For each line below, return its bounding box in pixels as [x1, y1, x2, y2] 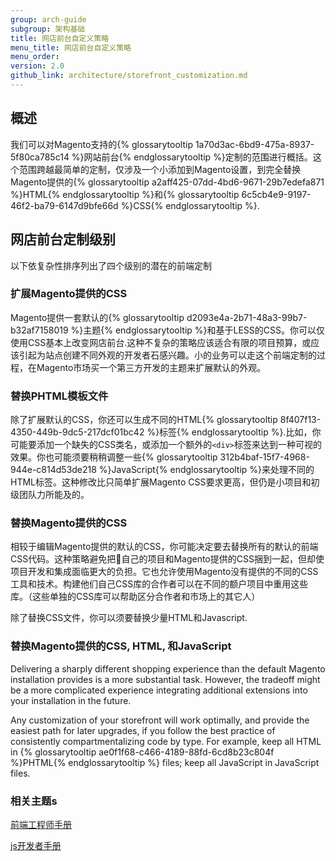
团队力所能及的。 [18, 489, 90, 501]
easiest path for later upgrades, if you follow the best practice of [10, 724, 276, 736]
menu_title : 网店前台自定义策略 [10, 42, 132, 53]
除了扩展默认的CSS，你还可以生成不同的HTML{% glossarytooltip [10, 414, 278, 426]
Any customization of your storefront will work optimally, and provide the [10, 714, 310, 726]
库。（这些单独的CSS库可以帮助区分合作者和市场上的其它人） [10, 591, 261, 603]
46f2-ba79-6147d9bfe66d [10, 199, 119, 211]
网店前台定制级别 [10, 231, 116, 248]
